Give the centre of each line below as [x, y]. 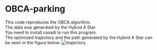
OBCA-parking [35, 9]
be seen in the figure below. [33, 42]
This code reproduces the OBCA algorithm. [48, 22]
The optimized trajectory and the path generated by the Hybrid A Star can [79, 37]
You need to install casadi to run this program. [51, 32]
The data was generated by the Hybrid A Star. [51, 27]
